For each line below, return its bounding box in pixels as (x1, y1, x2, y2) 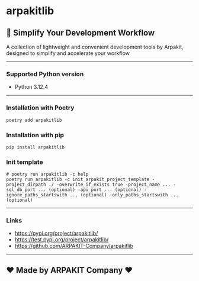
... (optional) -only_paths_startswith (69, 192, 168, 198)
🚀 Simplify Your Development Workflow (6, 28, 155, 38)
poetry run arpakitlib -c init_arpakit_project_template (6, 176, 150, 183)
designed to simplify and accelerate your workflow (6, 50, 130, 57)
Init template (6, 158, 43, 166)
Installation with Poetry (6, 104, 75, 112)
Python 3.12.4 (14, 83, 49, 91)
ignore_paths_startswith (6, 192, 68, 198)
